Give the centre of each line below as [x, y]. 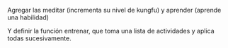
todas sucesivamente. [40, 38]
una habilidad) [28, 17]
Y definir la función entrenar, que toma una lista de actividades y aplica [111, 31]
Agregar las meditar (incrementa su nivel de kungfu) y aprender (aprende [114, 10]
